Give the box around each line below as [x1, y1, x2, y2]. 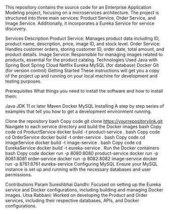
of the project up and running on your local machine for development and [5, 73, 158, 79]
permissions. [5, 172, 32, 178]
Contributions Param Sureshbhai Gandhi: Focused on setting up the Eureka [5, 181, 161, 187]
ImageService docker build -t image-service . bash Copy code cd [5, 139, 142, 146]
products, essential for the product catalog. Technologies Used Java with [5, 57, 158, 62]
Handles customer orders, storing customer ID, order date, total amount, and [5, 46, 164, 52]
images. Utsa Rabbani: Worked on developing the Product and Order [5, 192, 148, 198]
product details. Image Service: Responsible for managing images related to [5, 51, 163, 57]
